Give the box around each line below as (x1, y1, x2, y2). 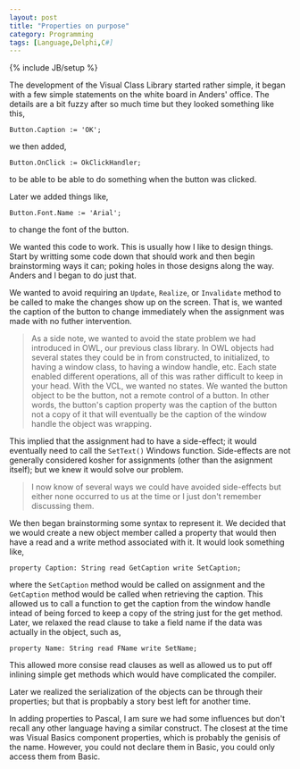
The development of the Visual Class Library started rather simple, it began (9, 79, 286, 90)
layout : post (9, 13, 58, 22)
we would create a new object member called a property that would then (9, 528, 277, 539)
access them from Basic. (9, 751, 101, 762)
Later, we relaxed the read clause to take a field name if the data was (9, 617, 262, 628)
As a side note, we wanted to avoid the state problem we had (30, 333, 256, 344)
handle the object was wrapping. (30, 419, 152, 430)
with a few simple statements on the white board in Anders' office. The (9, 89, 270, 100)
